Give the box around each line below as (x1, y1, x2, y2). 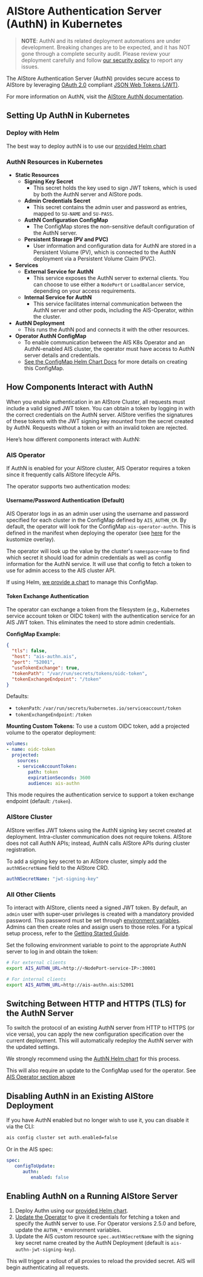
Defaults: (6, 693, 29, 700)
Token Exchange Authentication (6, 592, 89, 599)
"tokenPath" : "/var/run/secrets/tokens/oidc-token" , (12, 670, 148, 676)
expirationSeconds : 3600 (28, 775, 91, 781)
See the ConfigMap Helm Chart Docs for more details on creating (24, 358, 188, 365)
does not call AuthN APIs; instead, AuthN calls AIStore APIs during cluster (6, 839, 190, 847)
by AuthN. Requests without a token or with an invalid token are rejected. (6, 424, 188, 431)
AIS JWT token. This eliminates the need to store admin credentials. (6, 619, 176, 626)
